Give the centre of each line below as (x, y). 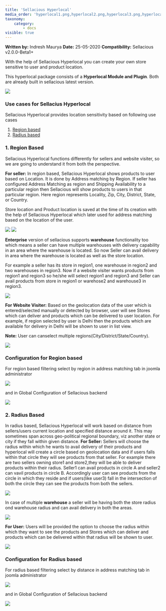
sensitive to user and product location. (44, 67)
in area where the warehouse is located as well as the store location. (75, 255)
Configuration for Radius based (44, 559)
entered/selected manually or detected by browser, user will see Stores (78, 310)
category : (24, 24)
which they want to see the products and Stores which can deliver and (77, 532)
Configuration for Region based (44, 358)
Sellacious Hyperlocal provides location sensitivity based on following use (81, 115)
